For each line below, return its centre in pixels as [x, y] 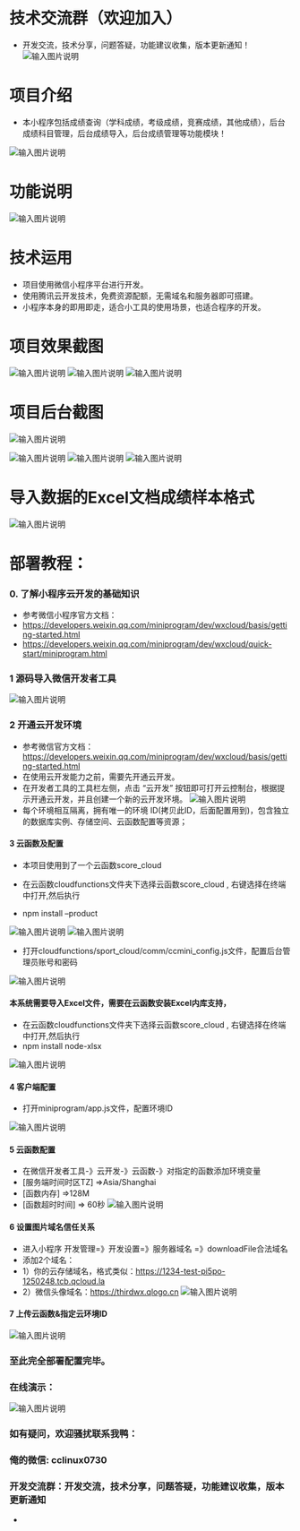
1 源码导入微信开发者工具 [63, 678]
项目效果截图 [57, 346]
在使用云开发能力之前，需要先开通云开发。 [101, 777]
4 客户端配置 [33, 1087]
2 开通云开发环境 [46, 725]
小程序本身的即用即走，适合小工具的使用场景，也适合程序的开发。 [144, 306]
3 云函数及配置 [37, 844]
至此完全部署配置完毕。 [60, 1361]
